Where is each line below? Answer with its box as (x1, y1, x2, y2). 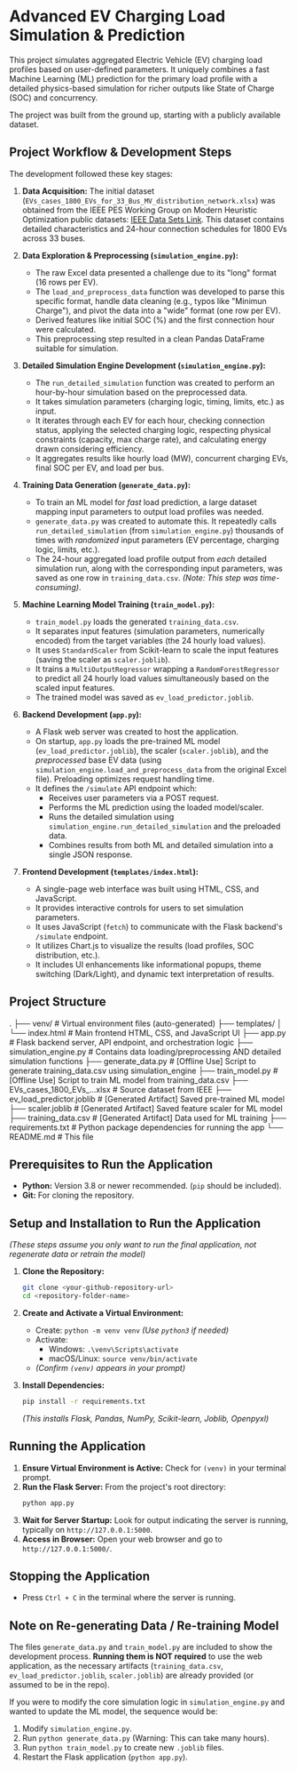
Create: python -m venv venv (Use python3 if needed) (35, 1325, 229, 1335)
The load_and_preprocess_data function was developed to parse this (35, 286, 285, 297)
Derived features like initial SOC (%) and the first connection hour (35, 314, 275, 325)
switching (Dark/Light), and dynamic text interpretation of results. (35, 968, 275, 979)
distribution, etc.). (35, 950, 100, 960)
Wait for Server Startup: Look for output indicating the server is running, (21, 1514, 289, 1526)
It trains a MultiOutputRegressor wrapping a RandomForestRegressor (35, 663, 280, 674)
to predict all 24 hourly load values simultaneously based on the (35, 673, 270, 684)
